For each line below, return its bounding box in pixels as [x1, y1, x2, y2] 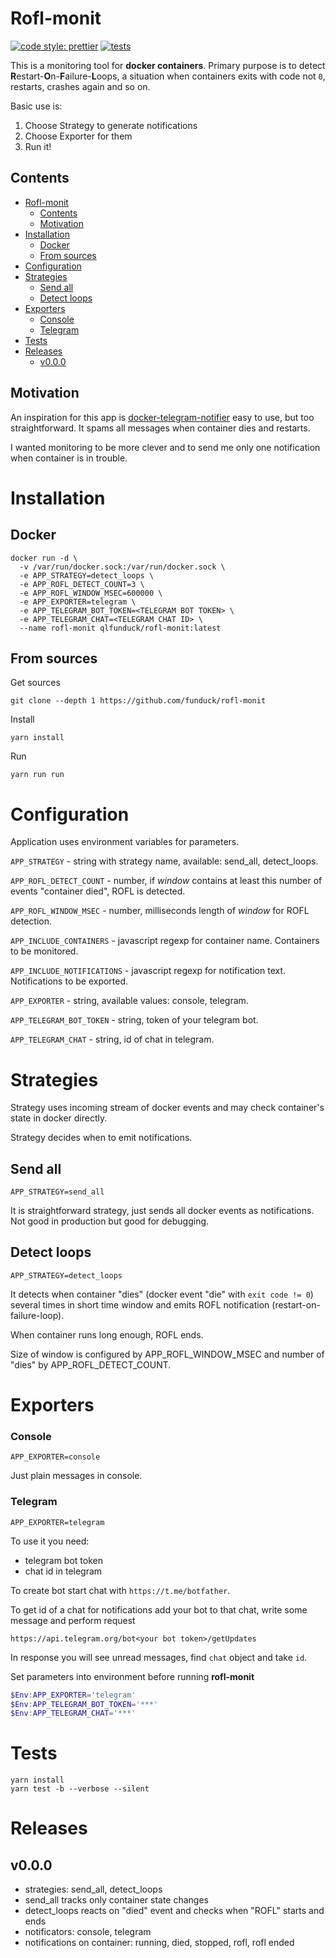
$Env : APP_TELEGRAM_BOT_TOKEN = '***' [10, 1699, 159, 1709]
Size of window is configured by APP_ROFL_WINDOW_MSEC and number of [10, 1348, 325, 1360]
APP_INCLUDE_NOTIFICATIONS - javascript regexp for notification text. [10, 965, 287, 977]
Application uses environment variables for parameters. [10, 836, 240, 848]
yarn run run [10, 770, 65, 780]
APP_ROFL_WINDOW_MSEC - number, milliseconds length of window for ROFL [10, 905, 310, 917]
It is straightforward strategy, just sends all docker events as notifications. [10, 1205, 315, 1217]
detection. [10, 915, 53, 927]
